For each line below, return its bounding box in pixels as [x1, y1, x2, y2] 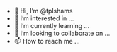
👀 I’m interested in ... [13, 14, 74, 22]
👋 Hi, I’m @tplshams [13, 7, 73, 15]
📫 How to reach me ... [13, 37, 80, 45]
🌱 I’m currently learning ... [13, 22, 90, 30]
